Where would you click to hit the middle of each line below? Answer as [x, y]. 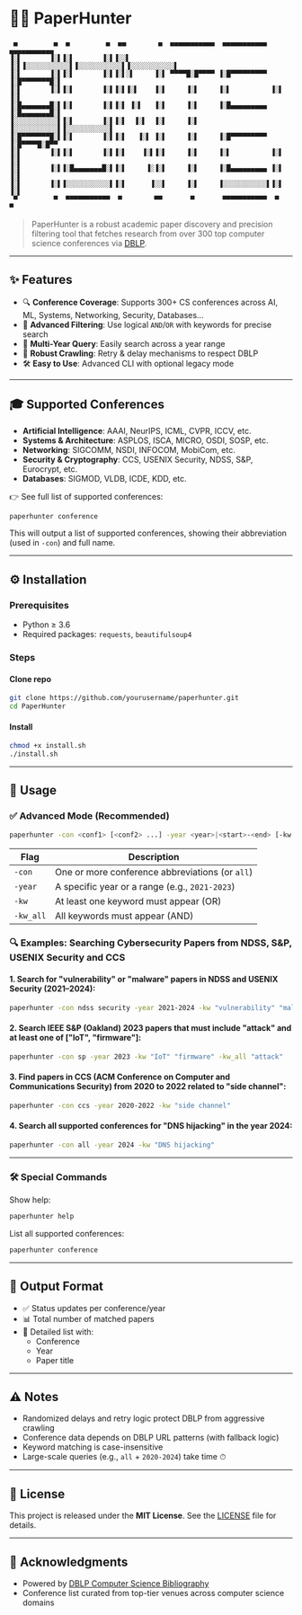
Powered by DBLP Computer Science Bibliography [115, 1584]
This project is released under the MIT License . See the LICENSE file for [143, 1516]
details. [23, 1525]
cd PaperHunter [38, 706]
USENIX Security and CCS [67, 958]
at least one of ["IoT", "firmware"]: [75, 1038]
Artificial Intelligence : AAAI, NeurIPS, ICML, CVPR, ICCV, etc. [137, 430]
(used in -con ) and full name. [62, 543]
